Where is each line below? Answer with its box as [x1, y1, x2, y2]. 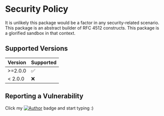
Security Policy [5, 3, 69, 15]
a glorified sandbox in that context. [5, 30, 76, 36]
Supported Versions [5, 44, 68, 53]
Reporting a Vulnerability [5, 92, 83, 100]
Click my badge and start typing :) [5, 105, 94, 111]
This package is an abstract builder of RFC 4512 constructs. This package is [5, 25, 160, 30]
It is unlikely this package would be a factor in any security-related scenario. [5, 20, 160, 26]
